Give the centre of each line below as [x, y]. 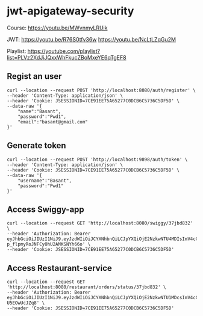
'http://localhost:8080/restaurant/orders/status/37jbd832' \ [86, 287]
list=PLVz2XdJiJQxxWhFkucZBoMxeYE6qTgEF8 [67, 57]
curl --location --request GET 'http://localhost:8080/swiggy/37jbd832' [100, 223]
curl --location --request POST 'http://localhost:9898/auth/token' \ [97, 160]
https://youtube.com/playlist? [64, 51]
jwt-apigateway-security [70, 11]
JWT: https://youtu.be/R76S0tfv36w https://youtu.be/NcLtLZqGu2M [92, 39]
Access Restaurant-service [59, 268]
